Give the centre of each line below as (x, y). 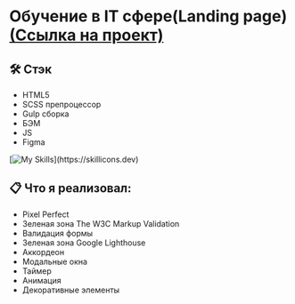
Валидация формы (57, 233)
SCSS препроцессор (61, 104)
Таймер (37, 271)
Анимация (42, 280)
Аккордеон (43, 252)
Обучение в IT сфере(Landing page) (148, 16)
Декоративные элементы (71, 290)
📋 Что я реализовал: (70, 188)
